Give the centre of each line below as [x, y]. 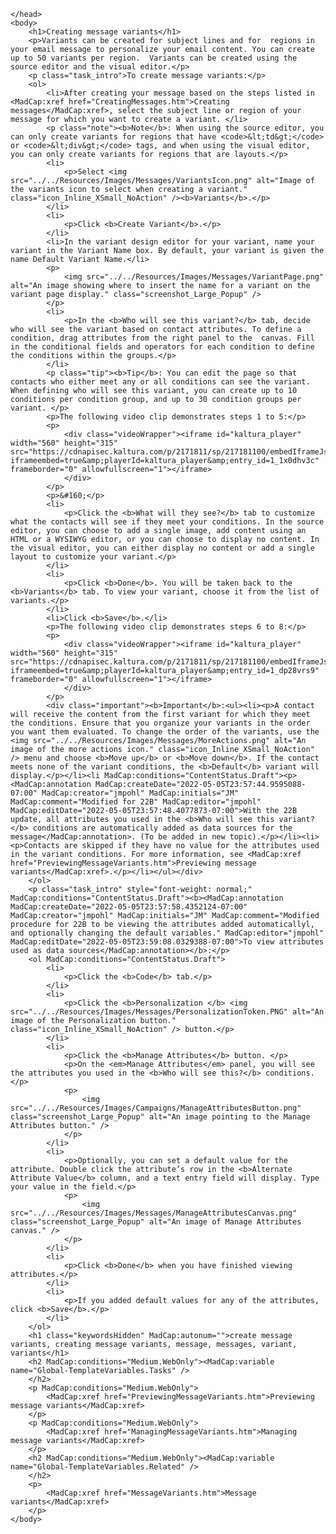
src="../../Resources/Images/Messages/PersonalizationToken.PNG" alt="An [167, 1012]
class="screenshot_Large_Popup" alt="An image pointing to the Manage [160, 1117]
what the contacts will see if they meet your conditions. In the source [167, 522]
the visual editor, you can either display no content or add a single [162, 548]
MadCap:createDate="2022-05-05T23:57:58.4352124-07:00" [129, 907]
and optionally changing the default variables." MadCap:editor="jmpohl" [167, 933]
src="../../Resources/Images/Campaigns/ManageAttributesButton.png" [156, 1108]
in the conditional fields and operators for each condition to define [162, 347]
